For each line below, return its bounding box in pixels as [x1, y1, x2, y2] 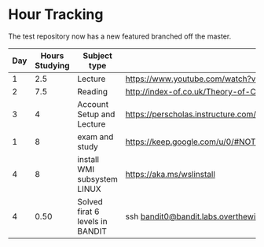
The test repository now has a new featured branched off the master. [8, 31, 232, 41]
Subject [82, 50, 112, 61]
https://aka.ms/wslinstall [125, 168, 216, 179]
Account [77, 98, 108, 109]
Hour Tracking [8, 6, 104, 24]
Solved [77, 196, 104, 207]
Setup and [77, 109, 115, 120]
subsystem [77, 173, 118, 184]
